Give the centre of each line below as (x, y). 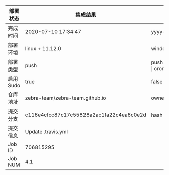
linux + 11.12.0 (43, 48)
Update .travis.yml (47, 132)
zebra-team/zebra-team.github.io (65, 98)
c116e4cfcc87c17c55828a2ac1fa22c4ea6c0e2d (86, 115)
